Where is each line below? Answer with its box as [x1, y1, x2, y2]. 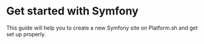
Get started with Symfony [6, 4, 138, 18]
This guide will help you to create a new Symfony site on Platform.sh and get [6, 24, 198, 31]
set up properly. [6, 30, 46, 37]
